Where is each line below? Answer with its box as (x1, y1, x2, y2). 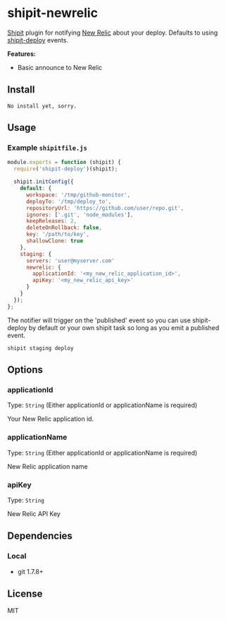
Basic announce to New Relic (17, 63, 103, 71)
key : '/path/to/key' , (25, 231, 90, 238)
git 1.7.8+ (17, 567, 44, 575)
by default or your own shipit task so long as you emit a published (28, 323, 220, 332)
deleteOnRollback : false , (25, 224, 102, 231)
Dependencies (7, 530, 73, 542)
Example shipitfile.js (7, 143, 88, 153)
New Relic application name (7, 462, 88, 471)
